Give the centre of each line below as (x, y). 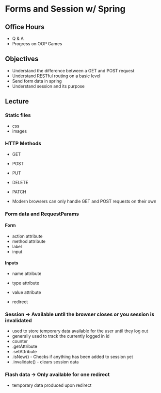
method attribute (29, 241)
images (19, 131)
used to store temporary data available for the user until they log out (80, 331)
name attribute (27, 273)
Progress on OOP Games (37, 44)
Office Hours (25, 27)
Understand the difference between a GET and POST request (73, 70)
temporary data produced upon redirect (52, 385)
